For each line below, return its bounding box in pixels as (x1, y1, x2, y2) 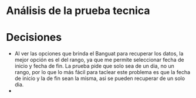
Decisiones (6, 31, 62, 44)
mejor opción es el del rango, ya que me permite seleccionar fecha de (14, 57, 184, 64)
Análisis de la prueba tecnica (6, 4, 150, 17)
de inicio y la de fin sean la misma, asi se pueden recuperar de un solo (14, 75, 185, 82)
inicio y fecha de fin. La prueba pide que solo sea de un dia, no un (14, 62, 175, 69)
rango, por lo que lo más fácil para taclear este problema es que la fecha (14, 69, 191, 76)
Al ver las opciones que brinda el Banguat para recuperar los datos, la (14, 50, 184, 57)
